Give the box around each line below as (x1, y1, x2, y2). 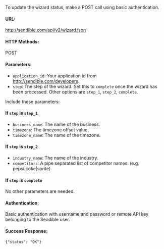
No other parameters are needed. (5, 188, 75, 194)
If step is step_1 (5, 110, 38, 116)
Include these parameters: (5, 98, 60, 105)
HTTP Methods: (5, 38, 39, 44)
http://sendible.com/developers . (12, 78, 80, 84)
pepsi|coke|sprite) (12, 166, 51, 172)
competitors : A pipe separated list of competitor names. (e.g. (12, 160, 140, 166)
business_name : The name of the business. (12, 121, 100, 127)
